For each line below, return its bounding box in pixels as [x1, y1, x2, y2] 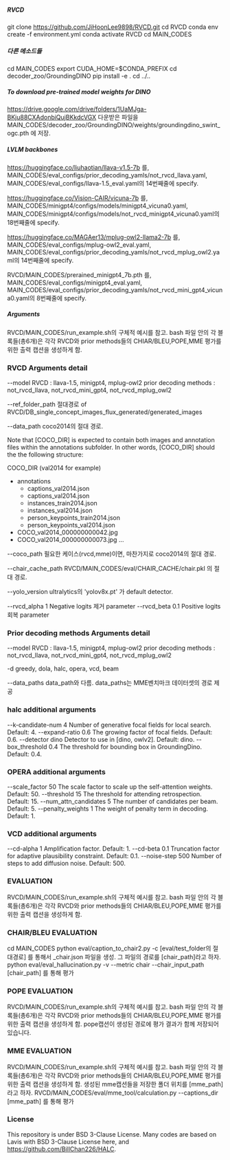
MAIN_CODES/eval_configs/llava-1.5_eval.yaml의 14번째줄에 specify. [7, 179, 199, 187]
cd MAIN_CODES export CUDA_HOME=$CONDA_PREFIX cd [7, 64, 177, 72]
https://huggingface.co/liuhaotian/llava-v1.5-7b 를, [7, 163, 150, 171]
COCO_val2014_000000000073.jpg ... [16, 536, 124, 544]
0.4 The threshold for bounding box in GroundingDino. [48, 743, 203, 751]
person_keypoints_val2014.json [27, 521, 115, 529]
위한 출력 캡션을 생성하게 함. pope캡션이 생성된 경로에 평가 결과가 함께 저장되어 [7, 1020, 220, 1028]
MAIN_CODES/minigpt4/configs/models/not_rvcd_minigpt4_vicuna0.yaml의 [7, 210, 220, 218]
